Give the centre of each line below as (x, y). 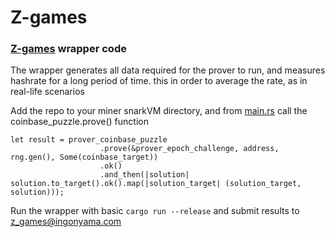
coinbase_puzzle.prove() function (79, 122)
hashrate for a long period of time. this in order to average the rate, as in (159, 81)
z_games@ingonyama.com (66, 222)
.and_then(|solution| (144, 175)
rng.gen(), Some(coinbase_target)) (84, 157)
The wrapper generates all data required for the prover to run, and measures (168, 70)
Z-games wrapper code (68, 49)
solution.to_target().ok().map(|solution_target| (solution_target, (156, 184)
